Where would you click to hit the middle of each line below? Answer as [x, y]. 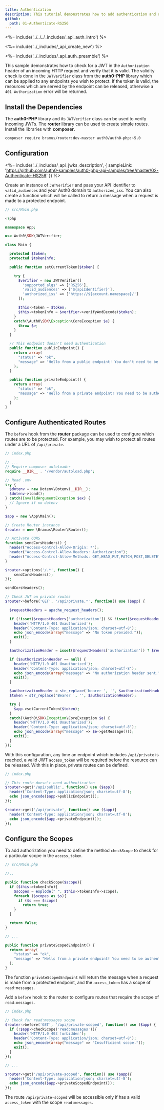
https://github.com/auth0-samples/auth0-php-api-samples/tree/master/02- [82, 170]
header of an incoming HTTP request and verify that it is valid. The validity [80, 71]
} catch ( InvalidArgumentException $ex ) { [48, 498]
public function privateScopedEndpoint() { [50, 945]
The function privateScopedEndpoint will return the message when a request [82, 977]
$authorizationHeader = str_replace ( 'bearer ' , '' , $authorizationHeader [86, 691]
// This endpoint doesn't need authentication [58, 344]
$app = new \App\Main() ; [30, 516]
